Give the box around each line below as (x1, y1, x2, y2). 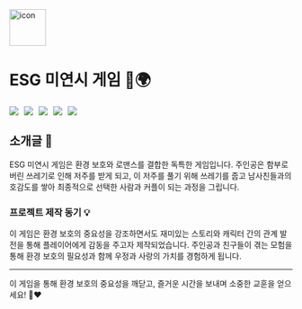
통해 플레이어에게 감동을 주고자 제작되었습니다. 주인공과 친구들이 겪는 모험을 (25, 240, 293, 251)
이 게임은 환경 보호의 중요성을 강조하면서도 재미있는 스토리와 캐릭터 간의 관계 (9, 228, 279, 239)
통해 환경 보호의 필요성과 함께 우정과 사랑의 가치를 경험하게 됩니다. (9, 251, 242, 261)
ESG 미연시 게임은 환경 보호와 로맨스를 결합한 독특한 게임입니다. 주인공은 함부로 (9, 159, 289, 170)
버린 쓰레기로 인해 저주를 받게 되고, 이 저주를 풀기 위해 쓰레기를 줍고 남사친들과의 (9, 170, 292, 181)
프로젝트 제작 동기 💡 (9, 206, 91, 218)
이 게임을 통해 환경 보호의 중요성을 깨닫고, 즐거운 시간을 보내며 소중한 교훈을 (9, 278, 276, 289)
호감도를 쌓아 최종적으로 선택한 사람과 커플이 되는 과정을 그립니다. (9, 181, 240, 192)
